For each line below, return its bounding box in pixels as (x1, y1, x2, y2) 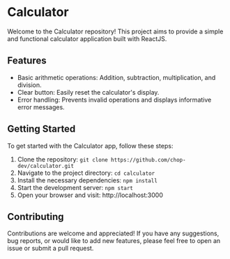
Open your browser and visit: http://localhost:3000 (17, 191, 164, 199)
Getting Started (7, 123, 76, 135)
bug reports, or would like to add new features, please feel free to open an (7, 237, 221, 245)
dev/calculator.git (17, 162, 75, 169)
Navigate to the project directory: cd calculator (17, 168, 155, 177)
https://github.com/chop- (110, 156, 186, 164)
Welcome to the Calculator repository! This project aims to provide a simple (7, 27, 224, 36)
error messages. (17, 102, 65, 111)
